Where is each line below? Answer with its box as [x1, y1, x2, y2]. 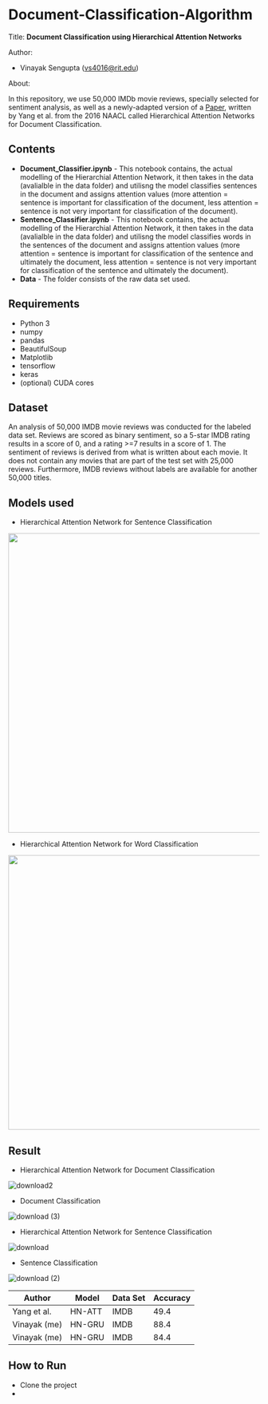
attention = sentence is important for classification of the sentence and [19, 248, 254, 258]
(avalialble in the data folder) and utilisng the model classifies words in [19, 232, 251, 241]
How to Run [8, 1359, 67, 1373]
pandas [19, 335, 45, 345]
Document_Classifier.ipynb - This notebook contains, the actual [19, 164, 233, 173]
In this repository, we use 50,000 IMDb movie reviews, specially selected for [8, 93, 259, 103]
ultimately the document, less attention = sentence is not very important [19, 257, 257, 267]
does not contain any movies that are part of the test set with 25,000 [8, 456, 234, 466]
